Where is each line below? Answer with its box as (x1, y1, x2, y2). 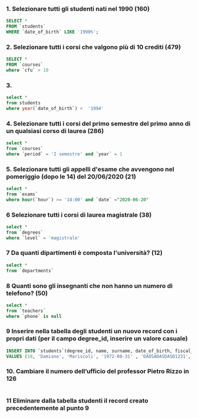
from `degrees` (6, 229, 44, 235)
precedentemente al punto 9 (6, 404, 90, 412)
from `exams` (6, 191, 38, 197)
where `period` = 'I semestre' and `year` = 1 (6, 151, 123, 157)
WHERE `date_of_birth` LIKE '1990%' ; (6, 29, 99, 35)
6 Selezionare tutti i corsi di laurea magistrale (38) (6, 211, 152, 219)
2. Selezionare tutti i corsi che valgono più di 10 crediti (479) (6, 43, 181, 51)
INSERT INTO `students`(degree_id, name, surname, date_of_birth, (6, 348, 173, 354)
